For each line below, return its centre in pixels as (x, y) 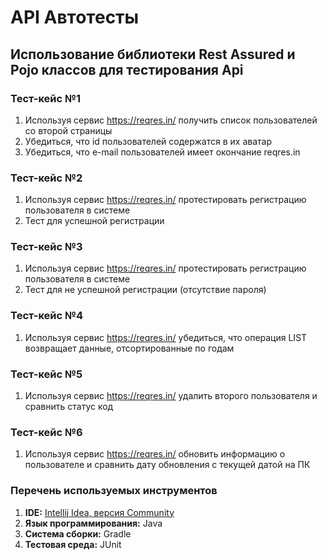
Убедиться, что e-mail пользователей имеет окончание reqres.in (162, 152)
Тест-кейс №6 (46, 432)
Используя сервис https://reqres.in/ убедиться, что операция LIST (166, 337)
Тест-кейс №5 (46, 374)
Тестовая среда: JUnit (73, 544)
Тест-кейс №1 (46, 98)
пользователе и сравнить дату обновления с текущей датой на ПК (167, 465)
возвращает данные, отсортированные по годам (129, 348)
